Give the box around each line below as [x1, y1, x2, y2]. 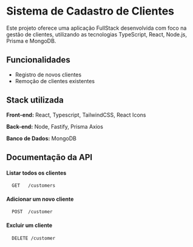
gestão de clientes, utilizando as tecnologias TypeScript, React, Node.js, [6, 30, 187, 38]
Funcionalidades [6, 55, 71, 65]
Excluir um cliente [6, 222, 53, 229]
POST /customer [12, 209, 53, 215]
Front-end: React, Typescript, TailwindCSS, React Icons [6, 111, 146, 118]
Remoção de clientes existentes [15, 77, 95, 84]
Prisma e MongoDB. [6, 37, 56, 44]
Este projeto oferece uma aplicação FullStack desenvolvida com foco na [6, 24, 187, 32]
